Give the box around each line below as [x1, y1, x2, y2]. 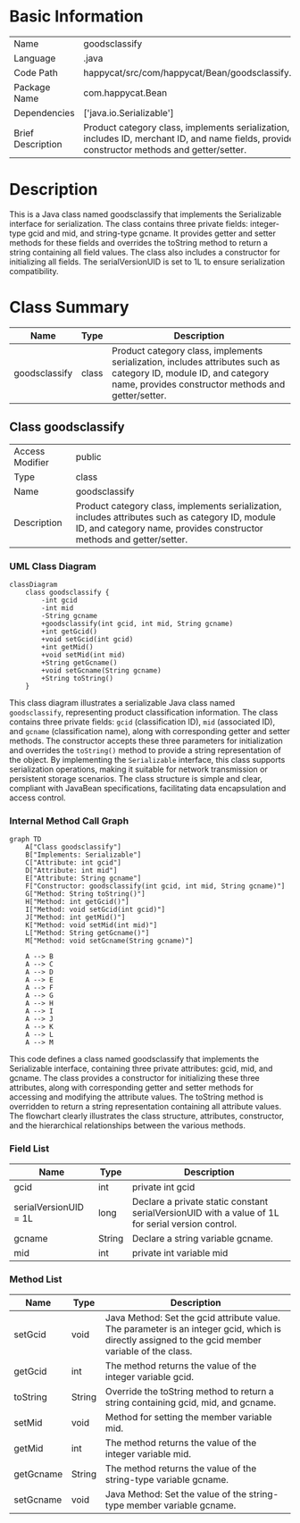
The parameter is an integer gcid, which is [105, 1322, 281, 1335]
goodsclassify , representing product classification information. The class [9, 707, 279, 717]
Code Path [13, 66, 58, 79]
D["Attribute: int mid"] [25, 866, 118, 875]
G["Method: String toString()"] [25, 890, 146, 899]
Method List [9, 1273, 62, 1285]
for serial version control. [132, 1218, 237, 1230]
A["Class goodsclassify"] [25, 842, 122, 852]
